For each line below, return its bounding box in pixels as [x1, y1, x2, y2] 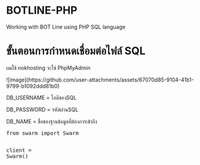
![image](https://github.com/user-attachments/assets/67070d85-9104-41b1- [6, 76, 194, 83]
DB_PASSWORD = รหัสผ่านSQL [6, 105, 79, 113]
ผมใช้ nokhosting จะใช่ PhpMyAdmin [6, 64, 91, 71]
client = [6, 147, 32, 154]
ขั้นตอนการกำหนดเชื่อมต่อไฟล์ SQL [6, 44, 146, 58]
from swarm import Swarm [6, 129, 79, 136]
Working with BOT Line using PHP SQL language [6, 23, 126, 30]
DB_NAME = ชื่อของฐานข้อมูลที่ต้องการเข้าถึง [6, 117, 97, 125]
